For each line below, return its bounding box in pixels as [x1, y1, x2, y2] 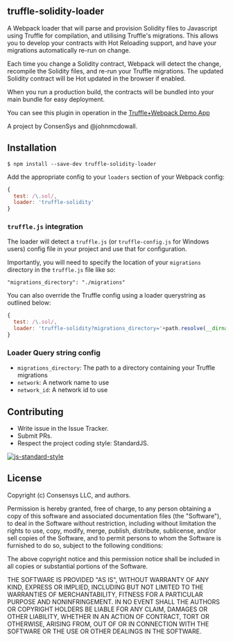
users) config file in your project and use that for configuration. [7, 245, 187, 253]
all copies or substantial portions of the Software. [7, 562, 148, 570]
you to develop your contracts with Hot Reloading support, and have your [7, 38, 217, 47]
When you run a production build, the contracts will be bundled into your [7, 87, 214, 96]
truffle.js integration [7, 222, 83, 232]
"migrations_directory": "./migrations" [7, 279, 126, 287]
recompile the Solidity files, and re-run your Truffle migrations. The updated [7, 67, 224, 75]
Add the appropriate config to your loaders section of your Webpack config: [7, 173, 225, 181]
